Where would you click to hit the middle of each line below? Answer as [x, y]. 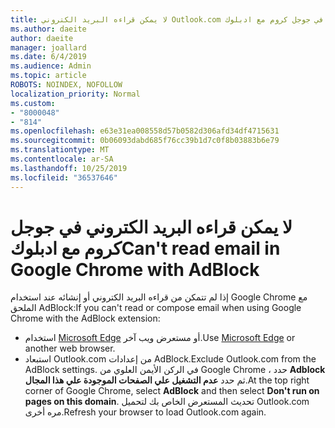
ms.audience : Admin [51, 66]
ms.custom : [33, 103]
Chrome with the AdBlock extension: [85, 318]
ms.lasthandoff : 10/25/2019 [69, 168]
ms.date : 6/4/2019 [48, 57]
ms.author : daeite [48, 29]
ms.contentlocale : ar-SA [62, 159]
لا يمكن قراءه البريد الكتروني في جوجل [151, 227]
